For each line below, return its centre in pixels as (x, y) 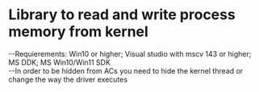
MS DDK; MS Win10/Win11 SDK (60, 62)
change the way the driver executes (68, 79)
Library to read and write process (122, 15)
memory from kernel (79, 32)
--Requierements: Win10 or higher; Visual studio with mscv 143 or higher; (130, 54)
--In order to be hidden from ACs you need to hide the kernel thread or (126, 70)
